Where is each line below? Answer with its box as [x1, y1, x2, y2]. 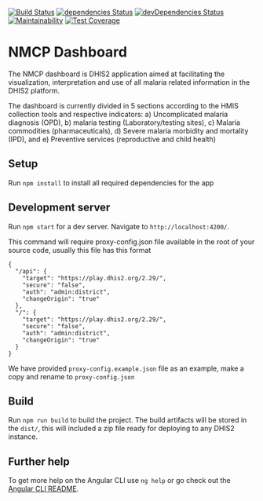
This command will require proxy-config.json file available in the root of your [8, 236, 255, 247]
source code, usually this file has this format [8, 245, 152, 254]
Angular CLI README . [8, 484, 79, 494]
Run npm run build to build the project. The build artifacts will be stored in [8, 415, 247, 425]
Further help [8, 455, 71, 468]
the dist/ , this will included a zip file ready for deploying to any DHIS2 [8, 424, 236, 433]
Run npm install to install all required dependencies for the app [8, 177, 214, 188]
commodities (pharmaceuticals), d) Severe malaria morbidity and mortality [8, 126, 249, 135]
